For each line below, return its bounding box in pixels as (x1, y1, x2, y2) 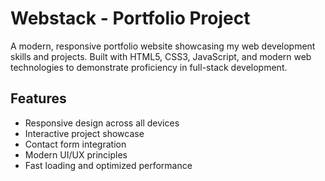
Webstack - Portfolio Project (10, 7, 251, 30)
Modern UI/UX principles (24, 148, 128, 161)
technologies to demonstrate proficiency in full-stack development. (10, 61, 288, 73)
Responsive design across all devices (24, 117, 180, 129)
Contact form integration (24, 138, 127, 150)
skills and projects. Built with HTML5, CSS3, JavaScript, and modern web (10, 50, 312, 62)
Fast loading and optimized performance (24, 159, 193, 171)
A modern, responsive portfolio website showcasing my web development (10, 40, 316, 52)
